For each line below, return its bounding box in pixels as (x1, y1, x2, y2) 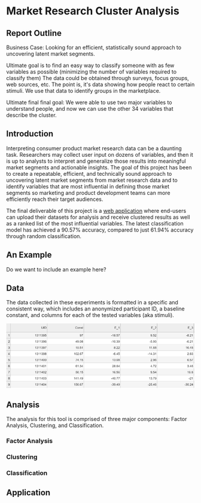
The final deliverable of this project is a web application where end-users (6, 207, 187, 214)
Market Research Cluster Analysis (6, 4, 179, 18)
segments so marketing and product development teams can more (6, 189, 170, 196)
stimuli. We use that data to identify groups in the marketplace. (6, 87, 161, 94)
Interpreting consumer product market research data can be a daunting (6, 145, 182, 152)
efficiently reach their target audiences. (6, 196, 103, 203)
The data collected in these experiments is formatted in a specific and (6, 299, 178, 306)
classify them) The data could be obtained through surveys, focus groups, (6, 75, 190, 81)
